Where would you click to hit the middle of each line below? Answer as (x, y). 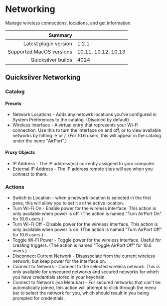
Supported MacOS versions (40, 52)
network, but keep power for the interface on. (59, 261)
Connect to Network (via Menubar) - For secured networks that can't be (86, 282)
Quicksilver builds (51, 60)
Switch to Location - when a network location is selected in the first (82, 198)
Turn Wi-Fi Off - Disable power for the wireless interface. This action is (85, 224)
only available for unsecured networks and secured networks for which (85, 272)
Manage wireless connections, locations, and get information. (69, 23)
